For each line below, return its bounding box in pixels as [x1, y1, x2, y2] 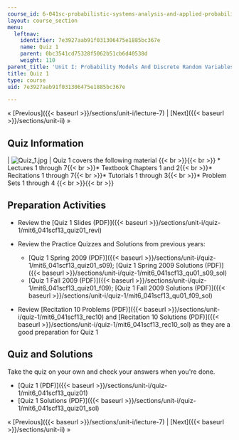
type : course [7, 76, 46, 84]
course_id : [7, 10, 40, 18]
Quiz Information [7, 137, 84, 150]
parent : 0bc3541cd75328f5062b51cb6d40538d [20, 51, 148, 58]
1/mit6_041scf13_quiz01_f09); [28, 283, 114, 292]
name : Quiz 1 [20, 43, 59, 51]
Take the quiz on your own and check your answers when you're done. [7, 367, 216, 376]
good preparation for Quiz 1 [17, 328, 98, 336]
